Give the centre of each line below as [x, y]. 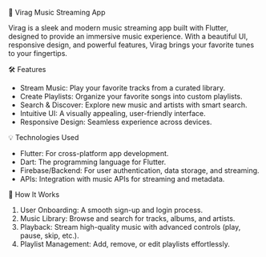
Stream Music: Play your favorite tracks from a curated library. [123, 88]
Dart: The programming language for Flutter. [93, 162]
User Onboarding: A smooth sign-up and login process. [111, 210]
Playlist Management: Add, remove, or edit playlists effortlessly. [125, 244]
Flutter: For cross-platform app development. [94, 153]
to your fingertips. [38, 53]
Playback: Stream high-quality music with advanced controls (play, [130, 227]
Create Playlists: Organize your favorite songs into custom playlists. [131, 96]
